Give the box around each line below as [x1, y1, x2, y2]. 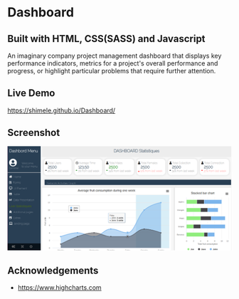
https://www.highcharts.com [17, 283, 102, 292]
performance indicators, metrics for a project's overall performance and [7, 59, 218, 68]
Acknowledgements [7, 264, 99, 276]
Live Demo [7, 87, 55, 100]
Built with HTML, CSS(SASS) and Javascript [7, 33, 206, 45]
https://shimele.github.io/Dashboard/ [7, 106, 116, 115]
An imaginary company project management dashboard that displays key [7, 51, 222, 60]
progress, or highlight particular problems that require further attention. [7, 67, 216, 75]
